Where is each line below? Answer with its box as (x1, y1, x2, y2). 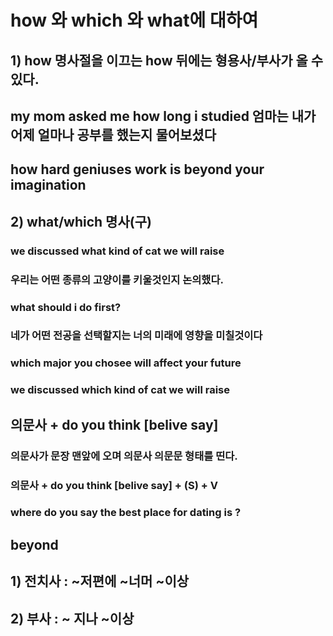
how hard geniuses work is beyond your (10, 161, 265, 178)
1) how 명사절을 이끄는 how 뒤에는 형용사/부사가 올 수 (10, 52, 324, 69)
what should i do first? (10, 300, 122, 314)
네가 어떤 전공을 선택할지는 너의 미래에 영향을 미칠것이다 (10, 329, 263, 343)
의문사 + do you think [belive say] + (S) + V (10, 478, 218, 492)
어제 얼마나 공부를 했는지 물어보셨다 (10, 126, 217, 143)
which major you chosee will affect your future (10, 356, 242, 370)
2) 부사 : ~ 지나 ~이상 (10, 610, 135, 627)
